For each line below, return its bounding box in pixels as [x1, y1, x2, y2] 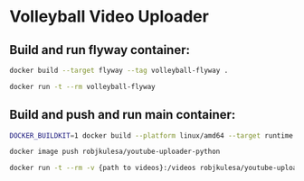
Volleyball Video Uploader [9, 6, 210, 27]
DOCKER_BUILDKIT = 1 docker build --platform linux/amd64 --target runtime [9, 131, 294, 140]
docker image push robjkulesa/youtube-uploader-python [9, 147, 221, 157]
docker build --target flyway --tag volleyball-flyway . [9, 66, 229, 75]
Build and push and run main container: [9, 107, 236, 122]
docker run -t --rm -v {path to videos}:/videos [9, 164, 196, 173]
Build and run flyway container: [9, 42, 190, 58]
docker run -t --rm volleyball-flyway [9, 82, 156, 91]
